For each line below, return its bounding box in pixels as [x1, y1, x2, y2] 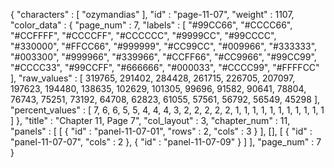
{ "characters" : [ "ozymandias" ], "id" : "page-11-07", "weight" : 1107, [10, 9, 295, 20]
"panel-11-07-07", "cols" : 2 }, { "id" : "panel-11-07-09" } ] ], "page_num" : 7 [10, 136, 322, 148]
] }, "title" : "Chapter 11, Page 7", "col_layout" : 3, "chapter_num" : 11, [10, 115, 291, 126]
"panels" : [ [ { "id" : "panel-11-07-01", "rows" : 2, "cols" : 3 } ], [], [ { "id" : [10, 125, 313, 137]
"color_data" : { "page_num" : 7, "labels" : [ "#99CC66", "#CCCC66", [10, 19, 293, 31]
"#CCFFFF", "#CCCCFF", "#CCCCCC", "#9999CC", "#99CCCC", [10, 30, 277, 41]
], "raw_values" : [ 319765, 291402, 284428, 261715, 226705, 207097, [10, 72, 296, 84]
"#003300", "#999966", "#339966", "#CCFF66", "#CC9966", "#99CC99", [10, 51, 317, 63]
